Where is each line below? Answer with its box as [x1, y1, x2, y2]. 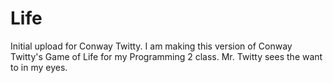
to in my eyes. [10, 61, 68, 73]
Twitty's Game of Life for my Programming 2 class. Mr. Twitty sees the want [10, 50, 323, 62]
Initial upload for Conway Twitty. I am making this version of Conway [10, 40, 293, 52]
